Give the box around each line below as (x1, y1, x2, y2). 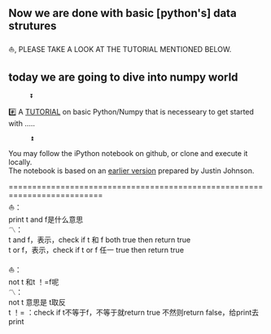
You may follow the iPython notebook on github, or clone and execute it (8, 148, 248, 158)
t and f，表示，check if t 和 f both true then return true (8, 235, 191, 245)
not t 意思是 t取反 (8, 297, 67, 307)
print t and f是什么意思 (8, 215, 84, 224)
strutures (8, 20, 57, 33)
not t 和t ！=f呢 (8, 276, 59, 287)
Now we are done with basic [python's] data (8, 7, 238, 20)
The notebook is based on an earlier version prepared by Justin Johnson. (8, 166, 255, 176)
